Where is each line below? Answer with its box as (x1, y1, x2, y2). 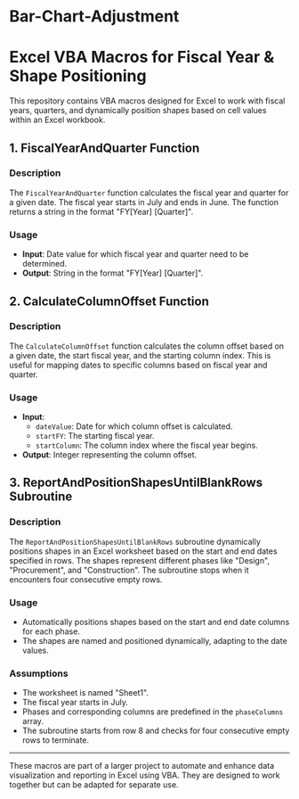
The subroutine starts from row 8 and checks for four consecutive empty (21, 725, 290, 737)
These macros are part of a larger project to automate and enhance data (9, 761, 275, 771)
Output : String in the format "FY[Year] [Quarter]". (21, 268, 204, 278)
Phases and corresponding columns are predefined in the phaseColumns (21, 706, 284, 717)
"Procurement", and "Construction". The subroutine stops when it (9, 564, 249, 575)
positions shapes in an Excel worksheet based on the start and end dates (9, 546, 278, 556)
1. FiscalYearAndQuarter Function (9, 140, 200, 155)
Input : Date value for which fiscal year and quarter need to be (21, 249, 249, 259)
